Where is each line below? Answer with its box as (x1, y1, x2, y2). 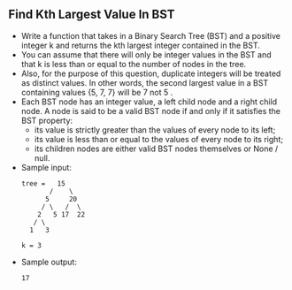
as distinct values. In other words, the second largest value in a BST (20, 77, 269, 88)
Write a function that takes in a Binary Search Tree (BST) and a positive (20, 30, 280, 41)
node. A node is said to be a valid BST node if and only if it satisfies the (20, 105, 280, 116)
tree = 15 (20, 179, 65, 188)
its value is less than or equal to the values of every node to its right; (34, 134, 284, 144)
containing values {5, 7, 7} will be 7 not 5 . (20, 87, 173, 97)
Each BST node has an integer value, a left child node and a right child (20, 96, 278, 107)
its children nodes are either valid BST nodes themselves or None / (34, 143, 279, 154)
